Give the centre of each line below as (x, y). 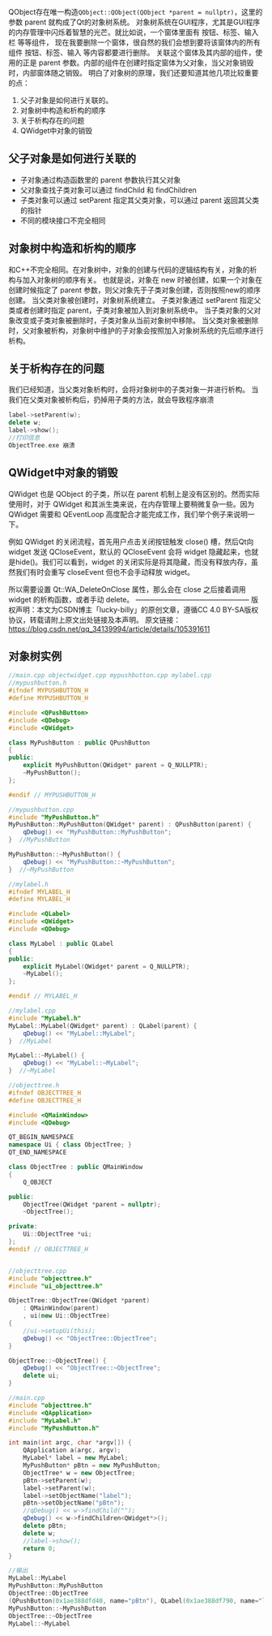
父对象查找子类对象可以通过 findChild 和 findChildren (108, 190)
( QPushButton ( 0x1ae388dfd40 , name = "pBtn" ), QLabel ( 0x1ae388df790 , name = (134, 1601)
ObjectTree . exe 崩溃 (42, 445)
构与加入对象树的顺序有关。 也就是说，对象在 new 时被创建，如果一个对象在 (136, 279)
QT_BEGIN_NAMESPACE (41, 1137)
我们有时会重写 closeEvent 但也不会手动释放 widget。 (104, 572)
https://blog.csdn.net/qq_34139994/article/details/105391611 (109, 628)
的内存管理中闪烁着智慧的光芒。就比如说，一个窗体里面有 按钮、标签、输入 (134, 32)
